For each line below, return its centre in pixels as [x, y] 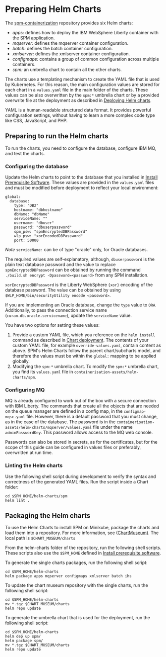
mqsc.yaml [15, 417]
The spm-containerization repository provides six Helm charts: [69, 23]
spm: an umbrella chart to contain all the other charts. [67, 69]
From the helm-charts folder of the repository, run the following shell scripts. [83, 548]
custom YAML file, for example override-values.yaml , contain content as [86, 345]
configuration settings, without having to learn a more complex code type [80, 115]
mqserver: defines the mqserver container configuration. [70, 43]
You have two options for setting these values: [53, 325]
